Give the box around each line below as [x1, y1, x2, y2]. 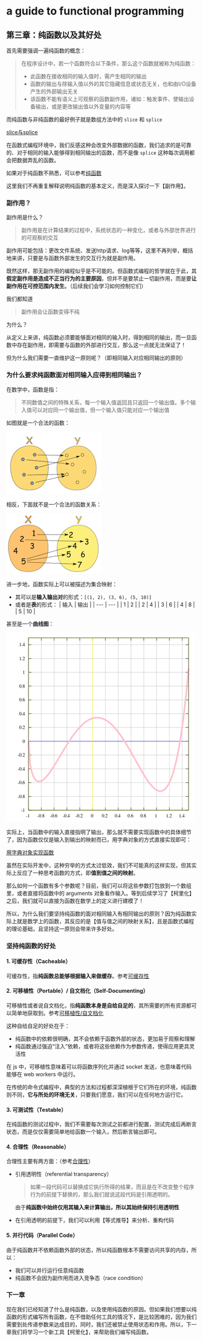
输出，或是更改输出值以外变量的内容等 [35, 103, 131, 110]
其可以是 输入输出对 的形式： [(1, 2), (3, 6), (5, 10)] [14, 593, 152, 600]
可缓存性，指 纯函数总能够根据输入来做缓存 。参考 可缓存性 [6, 972, 149, 979]
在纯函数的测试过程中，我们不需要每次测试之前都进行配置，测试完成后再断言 [6, 1120, 197, 1128]
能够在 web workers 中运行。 [6, 1070, 79, 1077]
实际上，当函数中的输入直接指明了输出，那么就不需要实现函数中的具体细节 [6, 828, 192, 836]
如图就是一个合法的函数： [6, 419, 70, 426]
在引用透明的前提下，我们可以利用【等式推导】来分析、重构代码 [14, 1216, 174, 1224]
